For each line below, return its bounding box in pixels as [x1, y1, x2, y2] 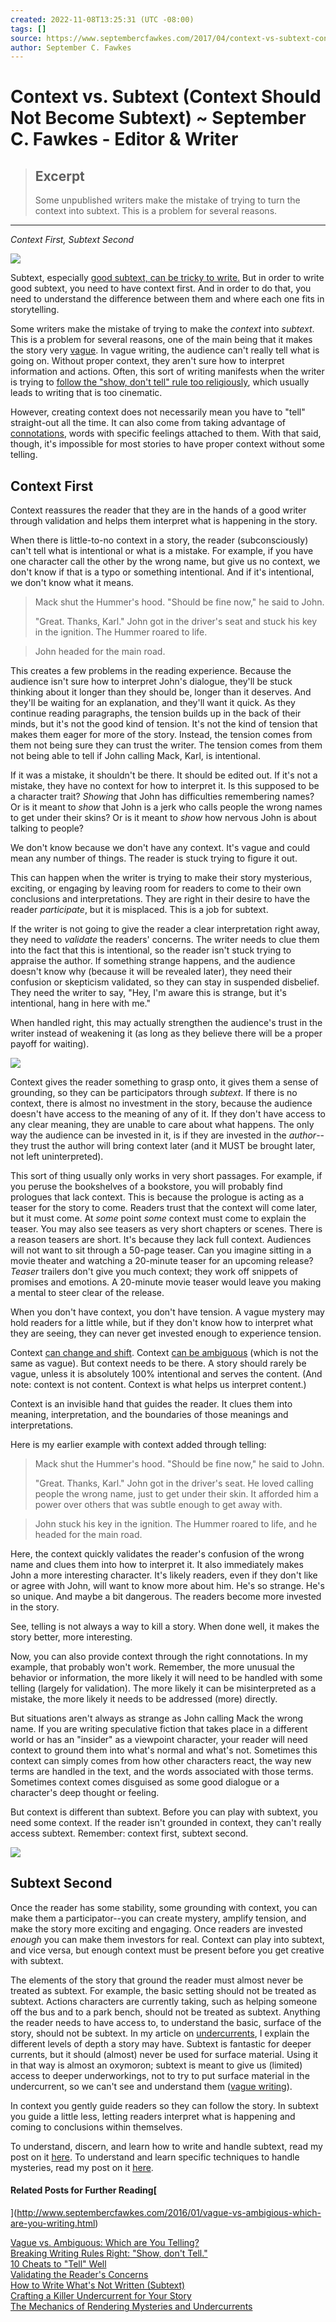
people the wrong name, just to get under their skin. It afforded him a [34, 1488, 319, 1500]
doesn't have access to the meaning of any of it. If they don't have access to [10, 1108, 326, 1120]
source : [10, 33, 43, 43]
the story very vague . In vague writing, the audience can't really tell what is [10, 344, 320, 356]
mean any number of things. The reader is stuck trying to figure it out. [10, 852, 298, 865]
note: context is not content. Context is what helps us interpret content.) [10, 1379, 307, 1391]
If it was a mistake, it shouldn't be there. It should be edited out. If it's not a [10, 769, 318, 781]
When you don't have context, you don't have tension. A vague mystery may [10, 1306, 325, 1318]
